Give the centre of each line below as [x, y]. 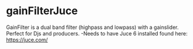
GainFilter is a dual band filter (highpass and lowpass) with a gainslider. [92, 27]
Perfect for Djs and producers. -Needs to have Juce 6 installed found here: [97, 33]
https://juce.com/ [27, 40]
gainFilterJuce [42, 11]
